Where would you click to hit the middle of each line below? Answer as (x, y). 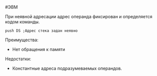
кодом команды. (23, 22)
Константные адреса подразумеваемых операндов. (67, 68)
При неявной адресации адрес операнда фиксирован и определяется (79, 16)
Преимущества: (22, 40)
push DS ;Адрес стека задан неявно (41, 31)
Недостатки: (18, 59)
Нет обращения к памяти (39, 49)
